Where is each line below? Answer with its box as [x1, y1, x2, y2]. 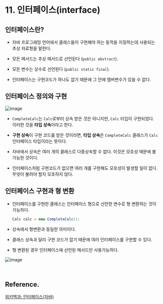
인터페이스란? [5, 25, 44, 34]
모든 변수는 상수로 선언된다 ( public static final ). [12, 66, 110, 72]
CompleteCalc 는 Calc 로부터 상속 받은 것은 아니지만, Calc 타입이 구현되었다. [12, 115, 154, 121]
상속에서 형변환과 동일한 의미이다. [12, 226, 76, 232]
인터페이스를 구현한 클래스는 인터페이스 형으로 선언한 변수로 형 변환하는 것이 [12, 201, 157, 207]
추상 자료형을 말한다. [12, 45, 52, 51]
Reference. [5, 280, 39, 288]
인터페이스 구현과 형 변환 [5, 187, 74, 195]
